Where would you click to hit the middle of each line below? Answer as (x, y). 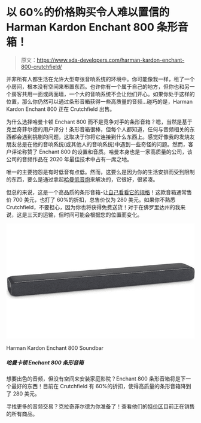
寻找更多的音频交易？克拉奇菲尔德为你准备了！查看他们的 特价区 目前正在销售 (100, 407)
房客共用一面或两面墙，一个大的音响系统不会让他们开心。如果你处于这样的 (103, 94)
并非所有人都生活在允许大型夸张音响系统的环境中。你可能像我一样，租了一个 (100, 79)
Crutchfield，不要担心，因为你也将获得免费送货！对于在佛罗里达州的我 (93, 207)
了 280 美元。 (23, 394)
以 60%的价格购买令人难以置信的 (88, 12)
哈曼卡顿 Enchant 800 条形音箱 (45, 362)
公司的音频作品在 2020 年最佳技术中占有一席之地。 (69, 159)
